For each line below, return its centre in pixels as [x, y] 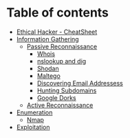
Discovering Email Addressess [80, 83]
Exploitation [33, 127]
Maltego [49, 76]
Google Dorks [56, 97]
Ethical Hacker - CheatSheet [57, 32]
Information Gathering [48, 39]
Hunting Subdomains [67, 90]
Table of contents [58, 13]
